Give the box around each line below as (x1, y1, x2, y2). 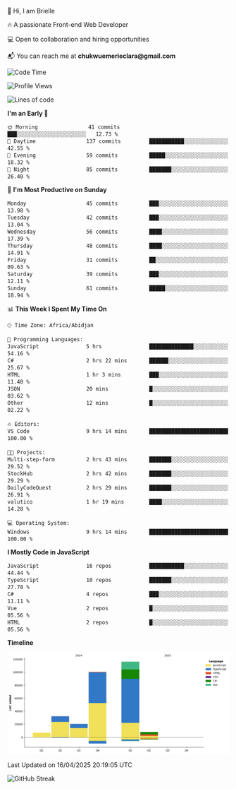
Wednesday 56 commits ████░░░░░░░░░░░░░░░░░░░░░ (7, 228, 229, 235)
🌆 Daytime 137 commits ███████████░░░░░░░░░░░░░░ (7, 138, 229, 145)
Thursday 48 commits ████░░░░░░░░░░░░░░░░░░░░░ (7, 242, 229, 249)
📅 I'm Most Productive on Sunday (7, 186, 107, 194)
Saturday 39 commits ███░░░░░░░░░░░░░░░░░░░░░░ (7, 271, 229, 278)
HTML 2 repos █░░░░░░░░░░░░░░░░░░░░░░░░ (7, 619, 229, 626)
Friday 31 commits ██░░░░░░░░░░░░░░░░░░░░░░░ (7, 256, 229, 263)
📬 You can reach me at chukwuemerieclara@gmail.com (7, 52, 176, 60)
